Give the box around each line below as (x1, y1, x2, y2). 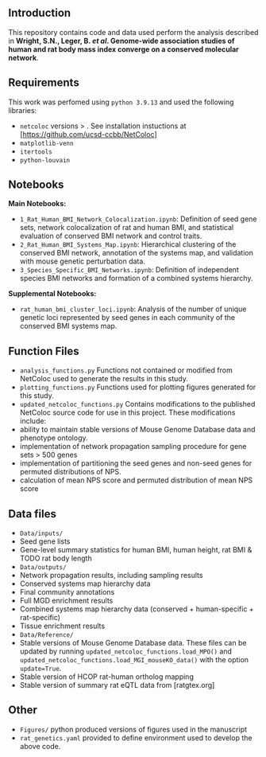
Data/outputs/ (19, 564, 67, 572)
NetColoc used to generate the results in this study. (19, 374, 188, 384)
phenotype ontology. (19, 433, 89, 443)
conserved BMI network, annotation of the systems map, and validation (19, 248, 254, 258)
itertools (19, 147, 53, 156)
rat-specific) (19, 613, 61, 622)
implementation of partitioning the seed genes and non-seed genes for (19, 458, 253, 468)
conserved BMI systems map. (19, 322, 118, 331)
